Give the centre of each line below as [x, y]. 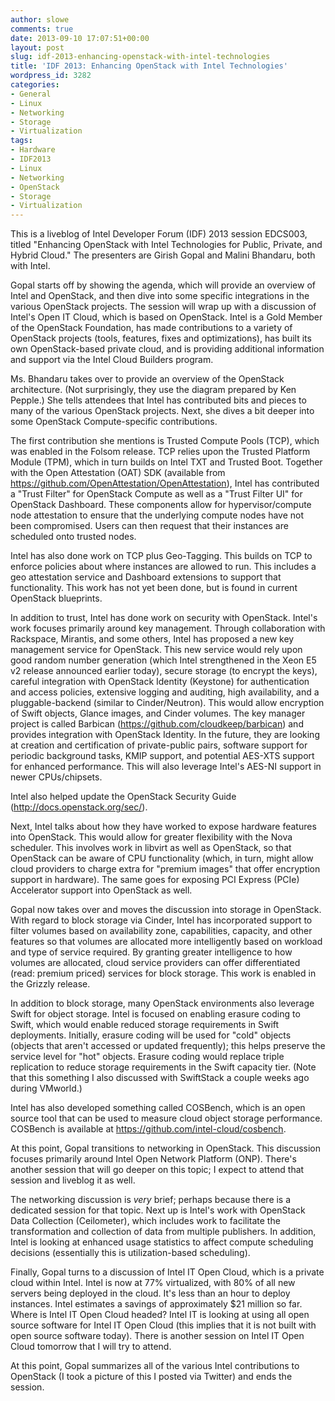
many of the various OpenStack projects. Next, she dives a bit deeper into [162, 411]
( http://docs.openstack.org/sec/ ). [79, 807]
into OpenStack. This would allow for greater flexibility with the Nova [151, 837]
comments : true [42, 29]
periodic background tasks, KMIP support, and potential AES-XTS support [162, 756]
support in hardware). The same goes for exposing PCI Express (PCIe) [155, 880]
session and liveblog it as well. [73, 1180]
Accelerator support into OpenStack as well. [101, 890]
